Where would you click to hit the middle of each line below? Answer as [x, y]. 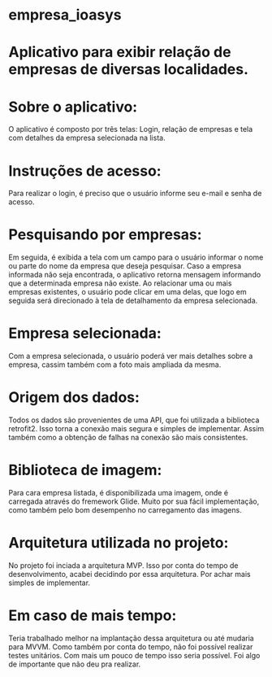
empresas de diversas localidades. [129, 70]
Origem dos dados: [74, 397]
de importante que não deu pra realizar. [75, 664]
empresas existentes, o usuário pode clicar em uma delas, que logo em [127, 292]
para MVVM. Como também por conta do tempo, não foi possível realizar [131, 646]
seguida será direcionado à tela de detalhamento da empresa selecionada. [133, 301]
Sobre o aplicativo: [73, 107]
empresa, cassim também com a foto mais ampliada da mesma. [115, 365]
